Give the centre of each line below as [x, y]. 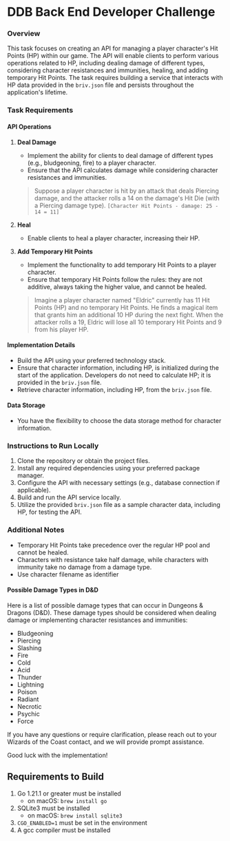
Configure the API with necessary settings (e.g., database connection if [118, 483]
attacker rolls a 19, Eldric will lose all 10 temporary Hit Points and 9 [128, 322]
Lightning [31, 684]
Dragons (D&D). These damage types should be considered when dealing [112, 612]
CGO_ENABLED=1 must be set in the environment [82, 822]
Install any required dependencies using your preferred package [108, 468]
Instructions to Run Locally [53, 446]
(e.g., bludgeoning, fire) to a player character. [92, 163]
